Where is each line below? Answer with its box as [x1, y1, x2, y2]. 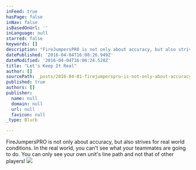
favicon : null [11, 112, 45, 117]
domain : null [11, 100, 43, 107]
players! [6, 158, 26, 165]
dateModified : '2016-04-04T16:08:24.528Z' [6, 57, 111, 63]
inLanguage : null [6, 30, 48, 36]
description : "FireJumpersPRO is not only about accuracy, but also [6, 47, 176, 53]
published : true [6, 79, 45, 85]
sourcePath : [6, 74, 35, 79]
